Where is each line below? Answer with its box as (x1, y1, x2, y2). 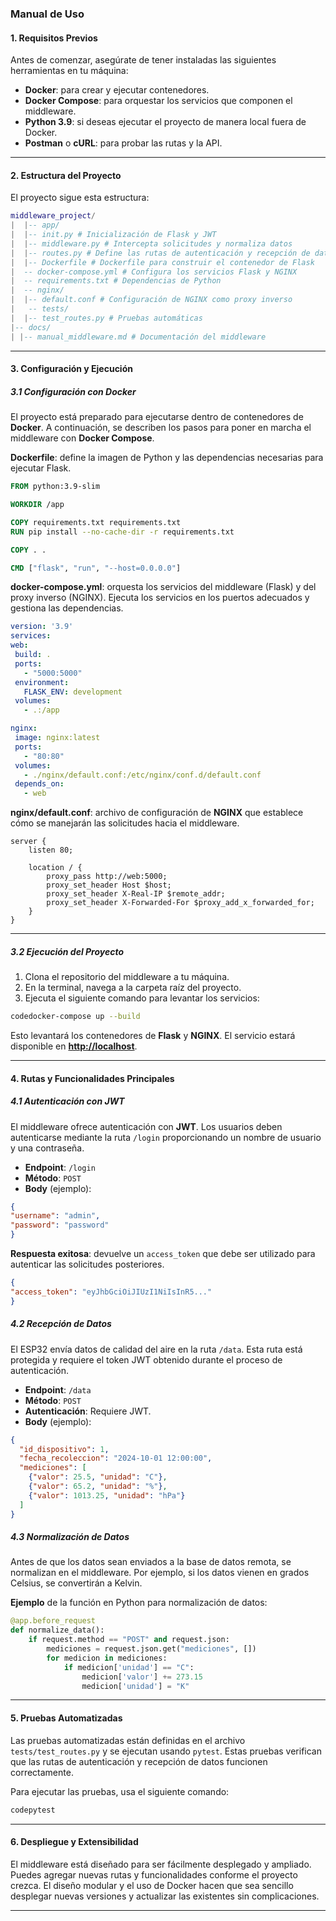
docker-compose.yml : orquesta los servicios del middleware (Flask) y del (10, 581, 317, 593)
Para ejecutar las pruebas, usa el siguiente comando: (10, 1785, 230, 1797)
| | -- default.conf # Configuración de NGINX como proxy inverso (10, 295, 293, 305)
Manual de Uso (10, 7, 85, 21)
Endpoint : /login (24, 1161, 96, 1173)
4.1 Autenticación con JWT (10, 1095, 125, 1107)
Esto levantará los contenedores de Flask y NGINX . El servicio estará (10, 1029, 296, 1041)
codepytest (10, 1805, 56, 1815)
